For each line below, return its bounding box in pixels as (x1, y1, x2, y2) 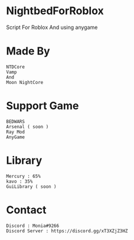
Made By (6, 44, 50, 58)
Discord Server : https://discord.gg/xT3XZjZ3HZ (6, 228, 128, 234)
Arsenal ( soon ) (6, 124, 49, 129)
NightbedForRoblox (6, 4, 104, 18)
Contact (6, 203, 47, 216)
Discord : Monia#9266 (6, 223, 60, 229)
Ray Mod (6, 129, 25, 135)
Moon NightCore (6, 79, 44, 85)
